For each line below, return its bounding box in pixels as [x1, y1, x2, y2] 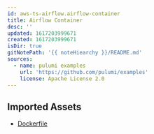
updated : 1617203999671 [7, 29, 77, 37]
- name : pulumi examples [13, 62, 86, 69]
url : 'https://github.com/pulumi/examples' [20, 68, 149, 75]
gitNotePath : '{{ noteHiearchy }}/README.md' [7, 50, 142, 57]
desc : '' [7, 23, 33, 30]
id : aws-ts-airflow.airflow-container [7, 10, 120, 17]
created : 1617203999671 [7, 36, 77, 43]
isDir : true [7, 43, 42, 50]
